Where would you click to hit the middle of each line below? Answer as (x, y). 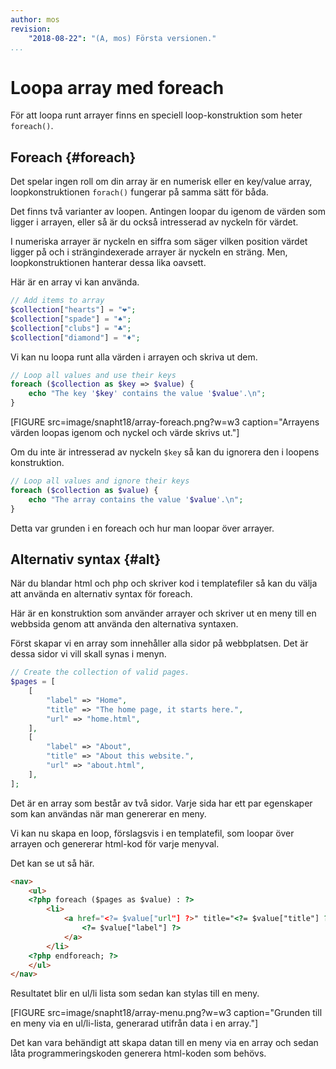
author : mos (35, 19)
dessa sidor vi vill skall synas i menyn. (88, 654)
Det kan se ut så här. (52, 863)
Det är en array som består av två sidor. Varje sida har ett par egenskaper (161, 803)
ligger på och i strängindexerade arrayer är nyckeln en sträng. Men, (149, 252)
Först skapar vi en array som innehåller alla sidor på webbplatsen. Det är (159, 643)
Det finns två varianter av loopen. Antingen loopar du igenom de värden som (168, 212)
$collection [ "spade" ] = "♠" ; (71, 319)
